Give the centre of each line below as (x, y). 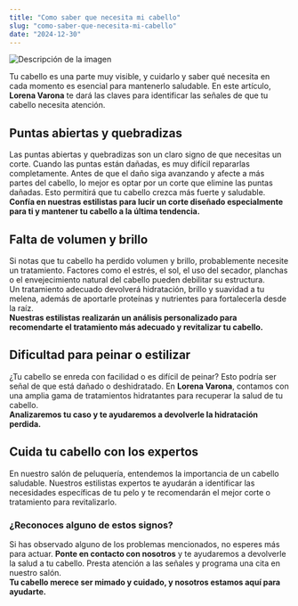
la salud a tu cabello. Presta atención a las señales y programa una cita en (145, 563)
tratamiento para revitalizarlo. (63, 502)
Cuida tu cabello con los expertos (104, 452)
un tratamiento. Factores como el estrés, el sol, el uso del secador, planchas (149, 270)
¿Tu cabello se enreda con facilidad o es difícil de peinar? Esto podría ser (143, 376)
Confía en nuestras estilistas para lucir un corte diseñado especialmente (146, 202)
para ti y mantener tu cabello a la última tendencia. (105, 211)
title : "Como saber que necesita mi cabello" (95, 17)
